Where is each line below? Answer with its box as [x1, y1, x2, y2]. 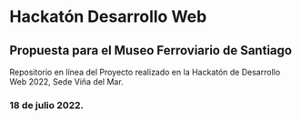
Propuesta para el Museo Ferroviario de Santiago [9, 43, 293, 58]
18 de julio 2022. [9, 98, 85, 111]
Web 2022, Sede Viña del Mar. [9, 76, 125, 87]
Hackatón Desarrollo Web [9, 6, 207, 27]
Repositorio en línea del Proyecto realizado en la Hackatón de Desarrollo [9, 66, 281, 77]
